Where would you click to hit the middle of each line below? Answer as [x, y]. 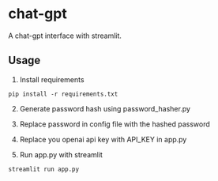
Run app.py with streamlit [61, 154]
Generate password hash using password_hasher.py [105, 108]
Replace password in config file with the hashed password [115, 124]
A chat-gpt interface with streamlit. [65, 36]
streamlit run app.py [44, 169]
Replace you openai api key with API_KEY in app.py [103, 139]
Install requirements [52, 79]
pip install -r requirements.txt [63, 94]
